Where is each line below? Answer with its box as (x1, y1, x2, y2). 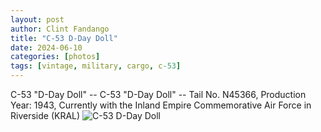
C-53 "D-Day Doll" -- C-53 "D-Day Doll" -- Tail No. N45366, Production (10, 89, 307, 100)
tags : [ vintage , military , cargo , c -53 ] (10, 61, 182, 71)
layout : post (10, 14, 65, 25)
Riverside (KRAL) (10, 110, 81, 121)
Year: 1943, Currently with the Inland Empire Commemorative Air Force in (10, 99, 312, 111)
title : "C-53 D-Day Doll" (10, 33, 118, 43)
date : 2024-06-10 (10, 42, 83, 53)
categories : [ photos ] (10, 52, 101, 62)
